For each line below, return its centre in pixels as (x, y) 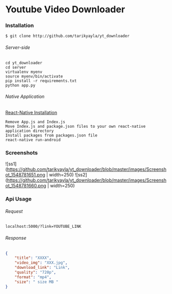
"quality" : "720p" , (35, 272)
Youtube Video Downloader (65, 9)
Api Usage (18, 199)
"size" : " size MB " (36, 282)
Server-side (18, 48)
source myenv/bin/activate (34, 76)
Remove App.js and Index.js (35, 122)
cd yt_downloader (24, 63)
